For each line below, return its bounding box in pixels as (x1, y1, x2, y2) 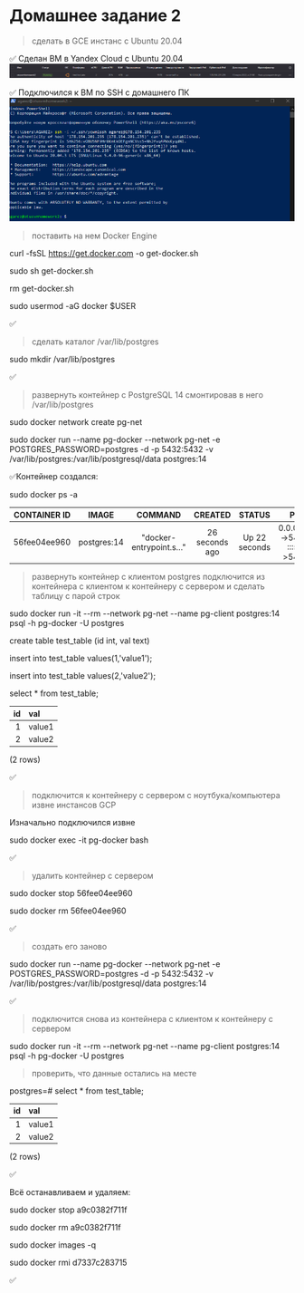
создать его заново (31, 941, 108, 951)
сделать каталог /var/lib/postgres (31, 336, 159, 347)
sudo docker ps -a (9, 489, 79, 500)
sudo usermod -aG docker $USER (9, 301, 137, 312)
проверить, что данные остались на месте (31, 1067, 197, 1078)
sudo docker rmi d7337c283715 (9, 1257, 128, 1269)
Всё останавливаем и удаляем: (9, 1187, 131, 1198)
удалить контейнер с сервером (31, 870, 154, 881)
